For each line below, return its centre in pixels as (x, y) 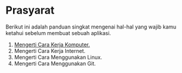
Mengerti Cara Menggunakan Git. (55, 64)
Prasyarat (30, 10)
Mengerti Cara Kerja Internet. (50, 50)
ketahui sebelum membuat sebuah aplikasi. (58, 33)
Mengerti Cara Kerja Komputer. (52, 45)
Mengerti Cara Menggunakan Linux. (58, 57)
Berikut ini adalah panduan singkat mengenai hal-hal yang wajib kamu (91, 27)
